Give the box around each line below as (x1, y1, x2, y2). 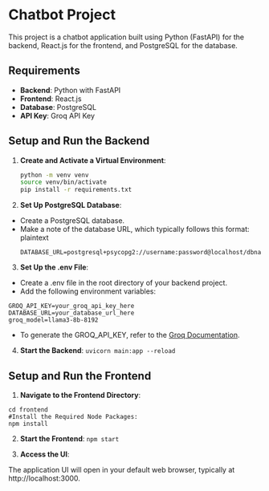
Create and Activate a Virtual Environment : (19, 155, 166, 165)
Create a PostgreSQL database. (19, 216, 125, 225)
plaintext (19, 233, 50, 242)
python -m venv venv (19, 171, 89, 179)
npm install (8, 420, 48, 428)
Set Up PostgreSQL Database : (19, 201, 122, 210)
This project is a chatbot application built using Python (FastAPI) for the (8, 32, 245, 42)
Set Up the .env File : (19, 262, 89, 272)
